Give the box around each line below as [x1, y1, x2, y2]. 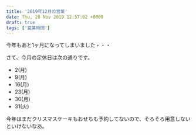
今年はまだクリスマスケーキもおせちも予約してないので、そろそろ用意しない [6, 115, 191, 123]
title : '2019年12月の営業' [6, 8, 67, 15]
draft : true [6, 19, 35, 25]
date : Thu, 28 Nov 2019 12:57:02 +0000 [6, 14, 104, 20]
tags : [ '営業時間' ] [6, 25, 50, 31]
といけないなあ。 [6, 123, 48, 130]
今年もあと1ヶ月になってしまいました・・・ [6, 41, 111, 49]
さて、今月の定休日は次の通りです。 [6, 54, 93, 61]
